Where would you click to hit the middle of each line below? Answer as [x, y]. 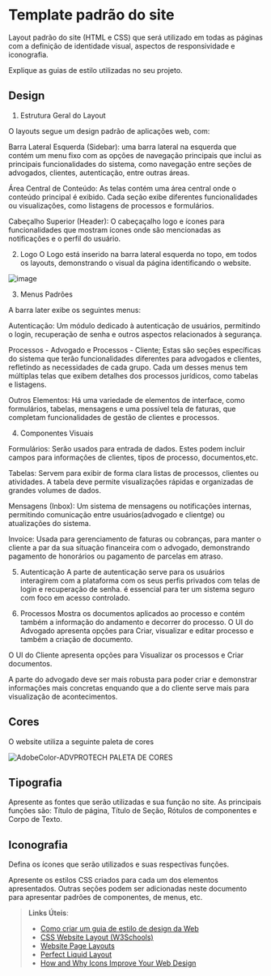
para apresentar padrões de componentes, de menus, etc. [106, 897]
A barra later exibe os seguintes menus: [75, 310]
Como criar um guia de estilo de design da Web [120, 929]
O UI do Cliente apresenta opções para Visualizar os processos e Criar [126, 655]
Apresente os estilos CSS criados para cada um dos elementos [113, 880]
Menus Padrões [46, 294]
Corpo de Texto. [36, 820]
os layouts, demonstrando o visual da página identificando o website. [135, 263]
